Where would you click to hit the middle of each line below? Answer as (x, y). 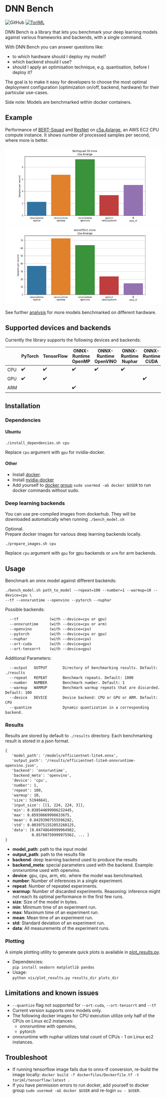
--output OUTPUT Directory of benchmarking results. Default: (84, 668)
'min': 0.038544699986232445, (43, 810)
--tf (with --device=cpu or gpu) (58, 619)
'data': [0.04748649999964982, (44, 830)
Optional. (14, 529)
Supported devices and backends (58, 328)
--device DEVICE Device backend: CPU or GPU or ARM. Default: (84, 698)
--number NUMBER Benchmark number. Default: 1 (67, 683)
